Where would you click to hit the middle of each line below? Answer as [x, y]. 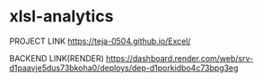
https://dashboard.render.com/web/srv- [180, 58]
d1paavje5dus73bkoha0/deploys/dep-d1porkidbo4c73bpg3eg [124, 68]
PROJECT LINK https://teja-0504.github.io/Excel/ [100, 41]
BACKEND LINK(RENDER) [57, 58]
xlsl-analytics [61, 16]
